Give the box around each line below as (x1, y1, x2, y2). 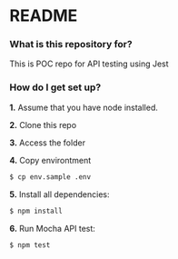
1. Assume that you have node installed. (9, 102, 159, 113)
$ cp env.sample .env (9, 172, 92, 182)
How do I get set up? (9, 81, 102, 94)
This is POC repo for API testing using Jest (9, 58, 170, 69)
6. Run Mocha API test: (9, 223, 95, 234)
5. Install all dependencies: (9, 188, 110, 200)
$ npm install (9, 206, 64, 215)
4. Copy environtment (9, 154, 92, 165)
